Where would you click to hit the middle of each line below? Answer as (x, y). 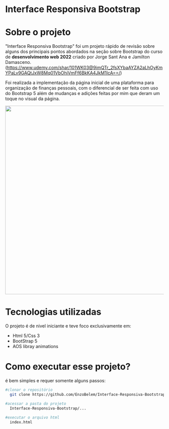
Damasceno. (18, 62)
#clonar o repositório (29, 390)
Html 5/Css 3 (26, 336)
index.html (21, 422)
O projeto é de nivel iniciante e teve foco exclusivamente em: (68, 326)
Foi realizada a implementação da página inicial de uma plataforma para (80, 83)
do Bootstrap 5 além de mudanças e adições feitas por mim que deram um (82, 94)
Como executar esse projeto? (68, 367)
